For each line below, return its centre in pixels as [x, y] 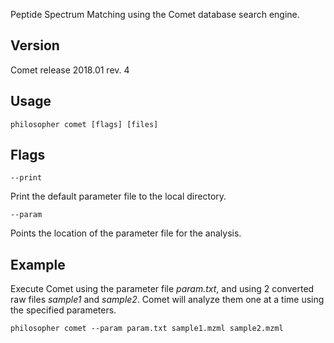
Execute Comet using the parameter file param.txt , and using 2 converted [162, 289]
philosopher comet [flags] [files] [84, 124]
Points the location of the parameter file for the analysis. [126, 233]
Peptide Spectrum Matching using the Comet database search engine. [155, 14]
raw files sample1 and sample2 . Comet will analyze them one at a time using [167, 300]
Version [35, 45]
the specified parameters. [63, 310]
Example [38, 264]
